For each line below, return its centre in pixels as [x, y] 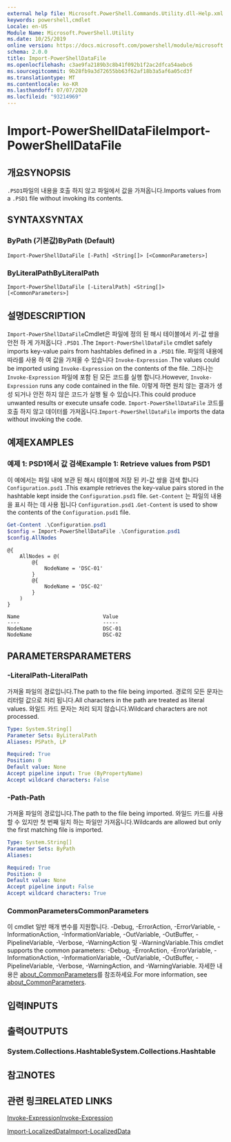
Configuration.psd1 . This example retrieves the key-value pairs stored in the [115, 488]
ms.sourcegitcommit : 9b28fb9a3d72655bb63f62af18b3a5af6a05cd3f [100, 71]
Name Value [63, 617]
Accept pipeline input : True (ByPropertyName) [75, 774]
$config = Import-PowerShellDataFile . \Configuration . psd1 [94, 531]
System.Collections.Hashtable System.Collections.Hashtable [111, 1052]
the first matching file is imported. [55, 830]
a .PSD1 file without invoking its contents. [65, 198]
